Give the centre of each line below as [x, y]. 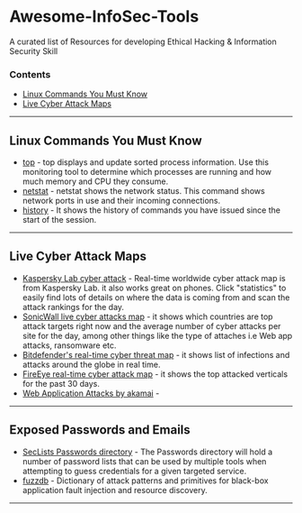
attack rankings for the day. [73, 307]
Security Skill [34, 50]
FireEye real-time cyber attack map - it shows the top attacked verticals [155, 374]
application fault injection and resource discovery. [115, 490]
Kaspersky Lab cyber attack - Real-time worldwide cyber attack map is [154, 278]
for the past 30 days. [61, 383]
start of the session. [59, 220]
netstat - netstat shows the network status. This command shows [143, 191]
